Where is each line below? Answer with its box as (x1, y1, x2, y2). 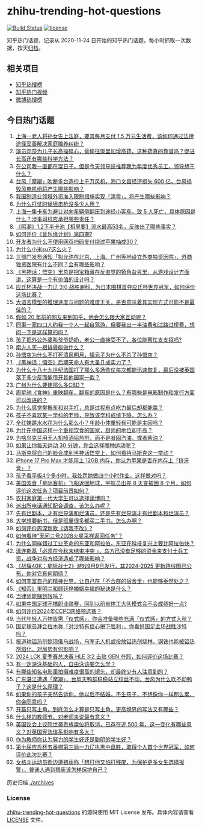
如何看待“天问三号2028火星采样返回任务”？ (15, 532, 123, 539)
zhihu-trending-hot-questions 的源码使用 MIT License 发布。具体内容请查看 (7, 808, 194, 816)
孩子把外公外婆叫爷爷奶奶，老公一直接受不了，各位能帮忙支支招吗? (15, 336, 182, 343)
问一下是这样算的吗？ (15, 328, 69, 335)
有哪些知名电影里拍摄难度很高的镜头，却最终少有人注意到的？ (15, 668, 169, 675)
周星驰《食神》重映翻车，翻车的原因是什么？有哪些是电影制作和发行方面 (15, 389, 195, 396)
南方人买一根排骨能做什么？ (15, 343, 85, 351)
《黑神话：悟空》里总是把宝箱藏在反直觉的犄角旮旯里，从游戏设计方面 (15, 268, 190, 275)
